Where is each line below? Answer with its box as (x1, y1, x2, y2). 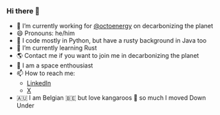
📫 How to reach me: (16, 69, 76, 78)
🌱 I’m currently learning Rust (16, 44, 98, 52)
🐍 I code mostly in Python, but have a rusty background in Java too (16, 36, 207, 45)
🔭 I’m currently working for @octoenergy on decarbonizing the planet (16, 22, 214, 30)
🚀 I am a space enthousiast (16, 61, 93, 70)
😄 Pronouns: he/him (16, 29, 75, 37)
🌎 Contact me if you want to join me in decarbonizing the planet (16, 52, 199, 60)
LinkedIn (26, 79, 52, 87)
